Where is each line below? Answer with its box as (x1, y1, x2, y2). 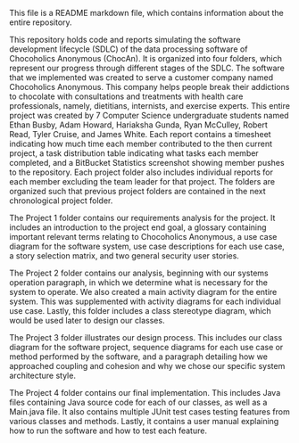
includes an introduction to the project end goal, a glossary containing (9, 222, 267, 233)
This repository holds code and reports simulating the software (9, 35, 241, 45)
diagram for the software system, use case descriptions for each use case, (9, 241, 286, 251)
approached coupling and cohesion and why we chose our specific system (9, 361, 286, 371)
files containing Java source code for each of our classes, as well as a (9, 397, 268, 407)
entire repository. (9, 17, 73, 28)
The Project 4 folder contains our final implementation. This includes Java (9, 388, 281, 398)
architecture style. (9, 370, 76, 381)
